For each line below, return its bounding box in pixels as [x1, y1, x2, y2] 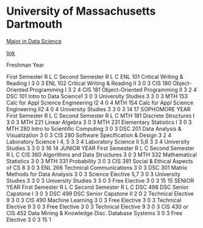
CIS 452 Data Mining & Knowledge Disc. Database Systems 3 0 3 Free [6, 209, 183, 216]
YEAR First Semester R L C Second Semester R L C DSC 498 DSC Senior [6, 183, 189, 191]
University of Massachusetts [6, 4, 156, 18]
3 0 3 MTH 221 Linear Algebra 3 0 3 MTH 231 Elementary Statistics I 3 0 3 [6, 118, 192, 126]
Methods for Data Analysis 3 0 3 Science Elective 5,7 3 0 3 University [6, 170, 181, 178]
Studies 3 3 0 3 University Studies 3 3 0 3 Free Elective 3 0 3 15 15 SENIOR [6, 177, 194, 184]
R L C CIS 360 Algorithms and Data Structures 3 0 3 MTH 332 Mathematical [6, 151, 197, 158]
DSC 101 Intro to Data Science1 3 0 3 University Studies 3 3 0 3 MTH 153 [6, 92, 188, 100]
